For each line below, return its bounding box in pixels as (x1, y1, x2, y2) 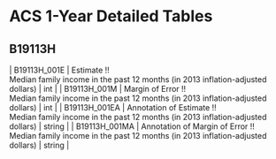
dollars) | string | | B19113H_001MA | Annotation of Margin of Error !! (9, 121, 255, 132)
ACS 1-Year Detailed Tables (9, 6, 213, 26)
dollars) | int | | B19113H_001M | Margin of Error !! (9, 84, 187, 94)
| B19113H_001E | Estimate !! (9, 64, 111, 75)
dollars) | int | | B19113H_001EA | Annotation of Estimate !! (9, 102, 217, 112)
